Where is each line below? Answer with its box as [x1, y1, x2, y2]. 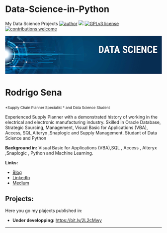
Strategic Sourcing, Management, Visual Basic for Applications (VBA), [5, 124, 148, 130]
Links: [5, 160, 18, 166]
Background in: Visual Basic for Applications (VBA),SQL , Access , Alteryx [5, 145, 158, 151]
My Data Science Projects [5, 20, 58, 26]
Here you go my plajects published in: [5, 208, 83, 214]
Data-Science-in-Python [5, 3, 109, 15]
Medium [12, 180, 30, 186]
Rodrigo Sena [5, 87, 62, 98]
